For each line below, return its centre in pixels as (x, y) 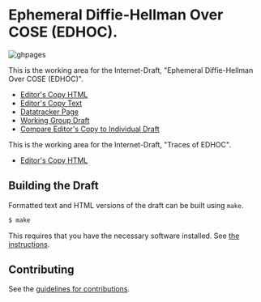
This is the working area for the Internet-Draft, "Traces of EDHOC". (120, 144)
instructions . (29, 244)
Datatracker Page (49, 112)
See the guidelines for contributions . (69, 289)
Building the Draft (53, 186)
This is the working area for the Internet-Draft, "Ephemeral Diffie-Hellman (131, 70)
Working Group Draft (55, 120)
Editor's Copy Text (51, 103)
